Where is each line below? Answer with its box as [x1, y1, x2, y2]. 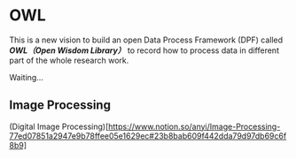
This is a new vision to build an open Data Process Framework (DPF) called [9, 34, 284, 45]
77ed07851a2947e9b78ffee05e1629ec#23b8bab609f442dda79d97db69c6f [9, 130, 287, 141]
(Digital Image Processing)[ [9, 121, 109, 132]
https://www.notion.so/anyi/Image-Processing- [107, 121, 281, 132]
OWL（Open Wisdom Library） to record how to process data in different [9, 45, 279, 56]
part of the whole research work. [9, 55, 129, 65]
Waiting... [9, 72, 44, 82]
